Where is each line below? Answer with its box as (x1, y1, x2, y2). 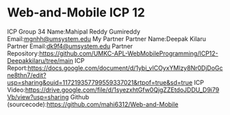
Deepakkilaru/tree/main (7, 56, 73, 64)
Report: (7, 64, 29, 72)
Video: (7, 86, 26, 94)
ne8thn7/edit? (7, 71, 47, 79)
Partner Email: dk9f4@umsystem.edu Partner (7, 42, 133, 50)
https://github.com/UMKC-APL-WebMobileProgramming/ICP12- (38, 49, 219, 57)
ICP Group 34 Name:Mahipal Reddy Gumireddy (7, 27, 140, 36)
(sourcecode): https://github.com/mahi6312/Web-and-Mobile (7, 100, 179, 108)
